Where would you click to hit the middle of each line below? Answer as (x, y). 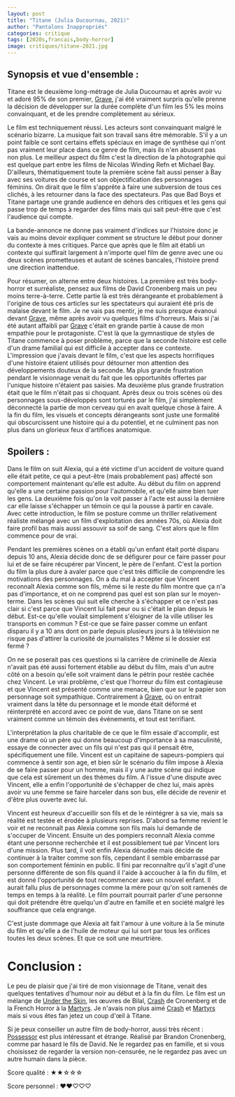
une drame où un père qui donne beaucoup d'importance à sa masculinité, (115, 740)
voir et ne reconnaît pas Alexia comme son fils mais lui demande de (104, 827)
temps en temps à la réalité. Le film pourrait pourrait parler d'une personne (115, 895)
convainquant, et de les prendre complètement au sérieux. (92, 113)
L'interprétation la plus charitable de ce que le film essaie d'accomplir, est (113, 732)
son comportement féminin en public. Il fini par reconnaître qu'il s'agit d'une (116, 865)
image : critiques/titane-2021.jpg (58, 46)
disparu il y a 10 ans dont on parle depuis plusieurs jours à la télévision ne (113, 631)
